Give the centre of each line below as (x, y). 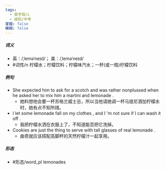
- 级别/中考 (20, 19)
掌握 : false (17, 24)
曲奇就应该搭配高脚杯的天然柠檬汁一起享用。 (66, 136)
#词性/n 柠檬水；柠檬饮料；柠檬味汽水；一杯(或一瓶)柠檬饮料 (75, 65)
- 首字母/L (20, 14)
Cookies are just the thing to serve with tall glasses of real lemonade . (84, 130)
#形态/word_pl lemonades (39, 162)
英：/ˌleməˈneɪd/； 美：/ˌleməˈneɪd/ (48, 58)
